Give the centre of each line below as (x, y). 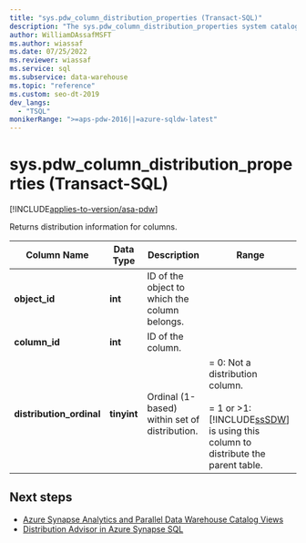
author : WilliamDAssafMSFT (61, 35)
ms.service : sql (40, 69)
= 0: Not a (230, 363)
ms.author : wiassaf (46, 43)
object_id (35, 299)
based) (162, 408)
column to (230, 443)
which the (168, 299)
